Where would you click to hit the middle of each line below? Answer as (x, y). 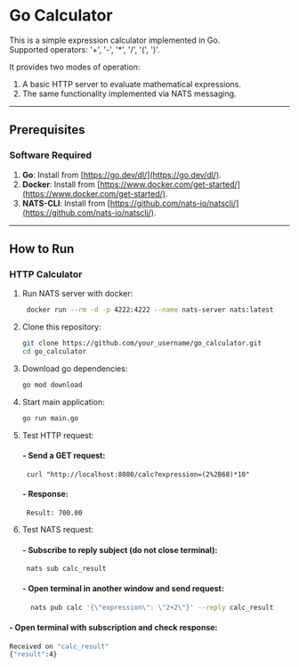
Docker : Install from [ (61, 184)
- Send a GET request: (64, 456)
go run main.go (50, 418)
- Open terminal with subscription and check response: (113, 627)
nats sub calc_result (66, 569)
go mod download (52, 385)
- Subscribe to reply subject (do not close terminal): (120, 549)
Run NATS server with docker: (77, 294)
